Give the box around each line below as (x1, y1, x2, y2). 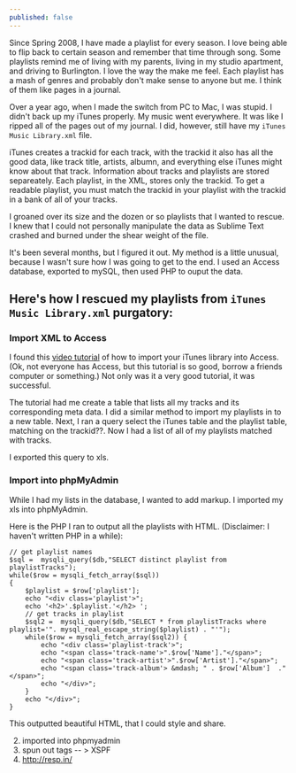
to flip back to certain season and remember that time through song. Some (9, 46, 281, 58)
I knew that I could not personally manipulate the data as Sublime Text (9, 220, 264, 231)
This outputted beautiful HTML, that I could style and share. (9, 718, 227, 729)
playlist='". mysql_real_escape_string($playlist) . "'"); (9, 625, 231, 634)
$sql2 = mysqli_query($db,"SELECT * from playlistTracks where (25, 617, 267, 626)
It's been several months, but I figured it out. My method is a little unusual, (9, 247, 279, 258)
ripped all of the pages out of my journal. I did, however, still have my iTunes (9, 120, 286, 131)
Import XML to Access (9, 331, 108, 344)
